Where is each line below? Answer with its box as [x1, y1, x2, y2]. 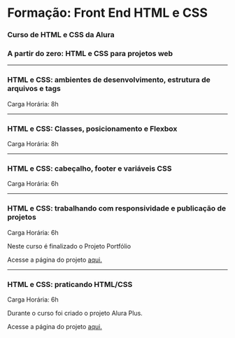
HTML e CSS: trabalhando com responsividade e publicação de [7, 204, 226, 213]
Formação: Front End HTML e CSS [7, 5, 208, 21]
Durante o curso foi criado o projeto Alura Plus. [7, 309, 143, 317]
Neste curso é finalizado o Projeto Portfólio [7, 241, 131, 250]
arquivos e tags [7, 84, 61, 94]
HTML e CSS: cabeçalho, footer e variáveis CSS [7, 163, 172, 173]
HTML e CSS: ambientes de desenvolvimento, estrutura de [7, 75, 211, 85]
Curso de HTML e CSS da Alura [7, 30, 115, 40]
